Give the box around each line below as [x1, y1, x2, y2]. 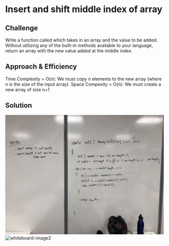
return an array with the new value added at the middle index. [5, 48, 133, 54]
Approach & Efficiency [5, 62, 77, 71]
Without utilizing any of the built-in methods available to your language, [5, 42, 153, 48]
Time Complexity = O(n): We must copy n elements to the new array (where [5, 76, 162, 82]
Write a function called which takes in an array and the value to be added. [5, 37, 158, 43]
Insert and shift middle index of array [5, 4, 162, 15]
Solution [5, 101, 32, 110]
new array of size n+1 [5, 86, 50, 92]
